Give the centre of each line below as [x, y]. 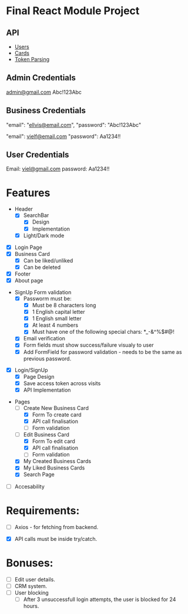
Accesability [30, 486]
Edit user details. [35, 579]
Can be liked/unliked [48, 260]
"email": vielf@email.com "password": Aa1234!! [63, 136]
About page [29, 280]
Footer [23, 274]
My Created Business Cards [57, 461]
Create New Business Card [56, 408]
